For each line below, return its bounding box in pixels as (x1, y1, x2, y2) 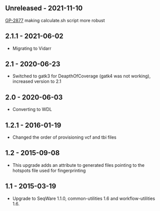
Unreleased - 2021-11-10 (5, 4, 83, 13)
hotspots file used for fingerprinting (12, 167, 86, 173)
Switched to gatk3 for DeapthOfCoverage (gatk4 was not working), (12, 73, 151, 79)
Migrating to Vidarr (12, 45, 51, 51)
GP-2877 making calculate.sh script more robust (5, 17, 105, 23)
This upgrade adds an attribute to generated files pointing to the (12, 162, 145, 168)
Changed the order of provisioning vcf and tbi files (12, 134, 116, 140)
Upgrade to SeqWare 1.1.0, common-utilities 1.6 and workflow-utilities (12, 195, 155, 201)
